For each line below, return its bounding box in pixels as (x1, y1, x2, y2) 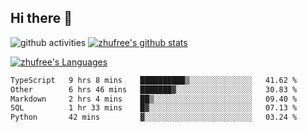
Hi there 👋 (10, 10, 73, 27)
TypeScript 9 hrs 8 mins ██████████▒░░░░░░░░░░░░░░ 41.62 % (10, 75, 298, 85)
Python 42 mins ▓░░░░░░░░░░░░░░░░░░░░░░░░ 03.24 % (10, 112, 298, 123)
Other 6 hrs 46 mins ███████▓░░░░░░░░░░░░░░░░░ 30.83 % (10, 84, 298, 95)
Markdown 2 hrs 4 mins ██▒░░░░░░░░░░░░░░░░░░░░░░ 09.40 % (10, 94, 298, 104)
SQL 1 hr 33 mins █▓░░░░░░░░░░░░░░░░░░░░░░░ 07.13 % (10, 103, 298, 113)
